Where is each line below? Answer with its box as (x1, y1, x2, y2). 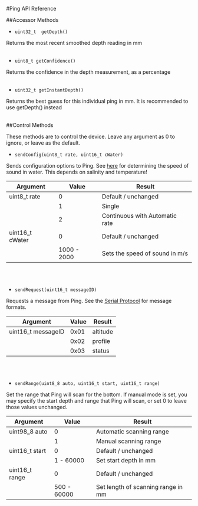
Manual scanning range (96, 437, 161, 445)
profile (92, 337, 111, 345)
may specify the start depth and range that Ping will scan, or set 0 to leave (6, 397, 187, 404)
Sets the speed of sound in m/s (101, 249, 189, 257)
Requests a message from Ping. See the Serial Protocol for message (6, 298, 172, 304)
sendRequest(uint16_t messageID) (14, 287, 97, 293)
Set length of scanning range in (96, 483, 183, 491)
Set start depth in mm (96, 456, 156, 464)
